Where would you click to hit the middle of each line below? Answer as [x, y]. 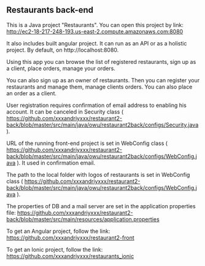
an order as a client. [32, 93]
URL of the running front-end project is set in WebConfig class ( [87, 143]
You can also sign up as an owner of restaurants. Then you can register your [103, 80]
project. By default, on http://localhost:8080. [63, 50]
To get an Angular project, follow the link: [58, 231]
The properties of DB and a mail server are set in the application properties [101, 206]
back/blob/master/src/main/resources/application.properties [83, 219]
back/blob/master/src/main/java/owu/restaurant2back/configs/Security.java [102, 125]
